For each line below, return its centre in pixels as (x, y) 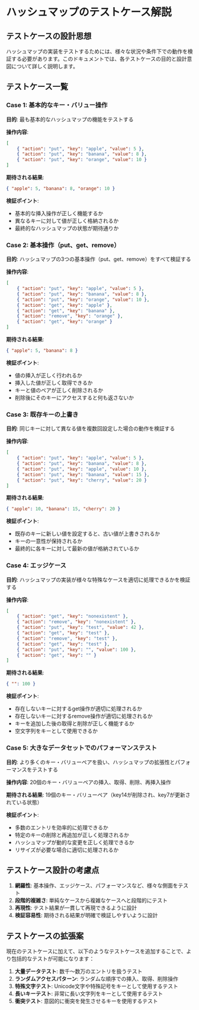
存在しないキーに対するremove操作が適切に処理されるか (84, 716)
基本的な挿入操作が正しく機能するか (59, 213)
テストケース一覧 (37, 87)
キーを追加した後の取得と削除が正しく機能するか (74, 723)
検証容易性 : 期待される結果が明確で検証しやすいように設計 (86, 915)
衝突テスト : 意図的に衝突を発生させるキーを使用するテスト (86, 1001)
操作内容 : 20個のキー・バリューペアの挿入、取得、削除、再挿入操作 (89, 782)
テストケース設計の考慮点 (53, 870)
